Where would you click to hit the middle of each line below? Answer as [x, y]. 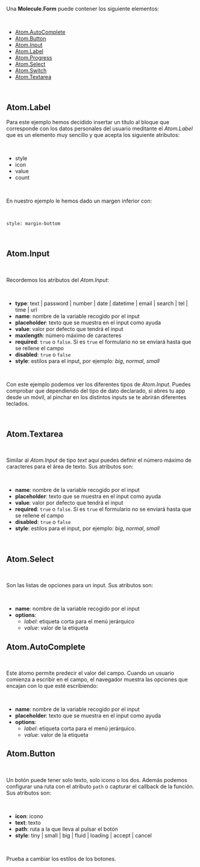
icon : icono [29, 816]
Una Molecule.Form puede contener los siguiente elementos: [83, 9]
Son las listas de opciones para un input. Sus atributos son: [80, 585]
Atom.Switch [31, 71]
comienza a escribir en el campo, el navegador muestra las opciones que [97, 679]
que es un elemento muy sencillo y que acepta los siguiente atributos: [93, 134]
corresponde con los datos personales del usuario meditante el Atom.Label [99, 128]
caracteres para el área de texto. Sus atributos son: [70, 467]
